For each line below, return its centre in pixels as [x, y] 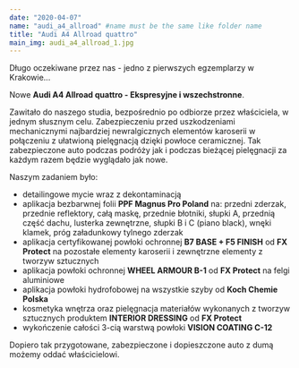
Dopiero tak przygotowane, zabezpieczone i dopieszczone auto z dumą [141, 345]
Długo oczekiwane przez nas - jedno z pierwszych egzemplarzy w [132, 68]
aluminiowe [43, 280]
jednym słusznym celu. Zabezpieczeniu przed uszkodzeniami [122, 122]
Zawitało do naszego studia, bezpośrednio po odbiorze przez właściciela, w [149, 112]
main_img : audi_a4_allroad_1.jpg [72, 43]
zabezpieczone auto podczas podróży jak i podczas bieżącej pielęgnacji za [148, 150]
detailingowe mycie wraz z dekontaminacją [102, 194]
